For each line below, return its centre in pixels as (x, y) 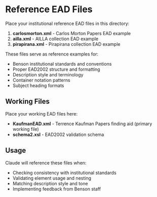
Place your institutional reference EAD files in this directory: (67, 23)
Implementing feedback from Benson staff (57, 189)
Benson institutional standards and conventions (62, 64)
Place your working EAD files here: (41, 114)
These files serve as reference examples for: (52, 54)
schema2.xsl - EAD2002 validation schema (58, 134)
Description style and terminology (48, 74)
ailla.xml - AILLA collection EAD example (55, 39)
